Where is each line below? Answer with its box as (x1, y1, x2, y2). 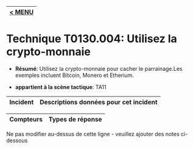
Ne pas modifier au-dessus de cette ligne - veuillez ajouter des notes (6, 130, 180, 137)
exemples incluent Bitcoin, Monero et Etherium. (15, 71, 134, 79)
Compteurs (9, 115, 43, 123)
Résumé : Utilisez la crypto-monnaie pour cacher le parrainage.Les (15, 65, 183, 72)
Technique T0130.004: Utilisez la (6, 32, 178, 46)
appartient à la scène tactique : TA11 (15, 83, 107, 90)
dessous (6, 137, 28, 144)
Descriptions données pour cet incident (39, 98, 158, 106)
